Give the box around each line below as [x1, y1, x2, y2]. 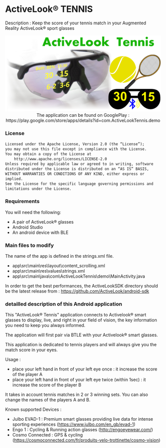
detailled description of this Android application [5, 300, 123, 307]
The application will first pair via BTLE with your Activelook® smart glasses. [5, 332, 158, 338]
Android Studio [12, 224, 43, 230]
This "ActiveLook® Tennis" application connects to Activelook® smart [5, 312, 147, 318]
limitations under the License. [5, 186, 72, 192]
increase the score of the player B [12, 382, 82, 388]
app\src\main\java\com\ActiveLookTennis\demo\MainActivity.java [12, 273, 145, 279]
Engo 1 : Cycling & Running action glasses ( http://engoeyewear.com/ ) [12, 427, 153, 433]
